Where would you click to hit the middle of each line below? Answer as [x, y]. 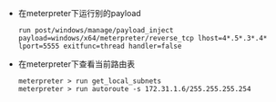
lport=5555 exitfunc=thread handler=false [100, 46]
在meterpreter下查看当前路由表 [76, 64]
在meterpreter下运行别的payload [79, 13]
